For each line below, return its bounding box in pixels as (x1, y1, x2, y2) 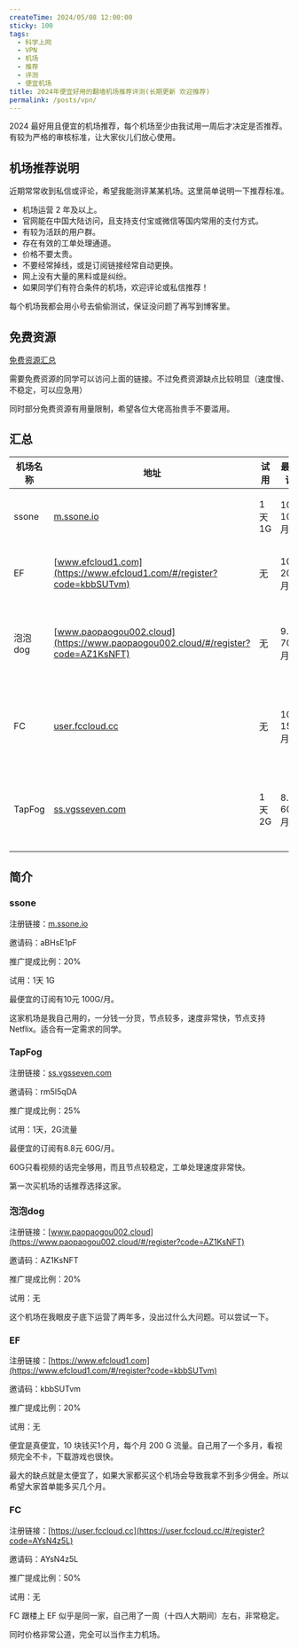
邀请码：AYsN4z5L (9, 1553, 79, 1564)
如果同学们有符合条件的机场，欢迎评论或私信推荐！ (21, 282, 209, 293)
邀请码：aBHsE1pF (9, 937, 77, 947)
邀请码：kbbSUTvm (9, 1384, 82, 1394)
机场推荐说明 (9, 161, 80, 176)
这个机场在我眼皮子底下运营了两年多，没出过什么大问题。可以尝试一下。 (9, 1312, 273, 1322)
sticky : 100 (9, 21, 53, 30)
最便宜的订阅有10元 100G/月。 (9, 993, 120, 1004)
